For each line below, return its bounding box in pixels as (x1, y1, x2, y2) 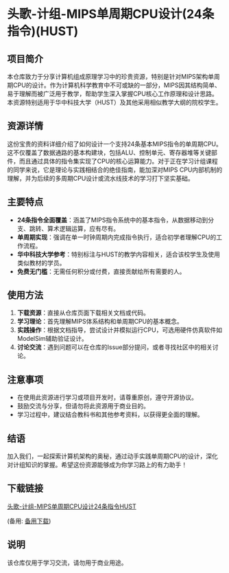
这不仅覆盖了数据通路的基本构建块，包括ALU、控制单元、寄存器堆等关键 (7, 148, 211, 157)
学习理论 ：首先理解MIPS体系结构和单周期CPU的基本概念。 (16, 317, 183, 326)
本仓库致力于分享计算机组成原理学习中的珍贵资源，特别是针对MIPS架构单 (7, 73, 215, 80)
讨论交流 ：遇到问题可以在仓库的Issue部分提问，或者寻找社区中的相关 (16, 343, 213, 351)
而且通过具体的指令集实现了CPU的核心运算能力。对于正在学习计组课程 (19, 157, 218, 165)
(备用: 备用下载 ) (7, 517, 51, 525)
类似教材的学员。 (16, 258, 66, 267)
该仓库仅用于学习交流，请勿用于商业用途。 (7, 558, 128, 567)
